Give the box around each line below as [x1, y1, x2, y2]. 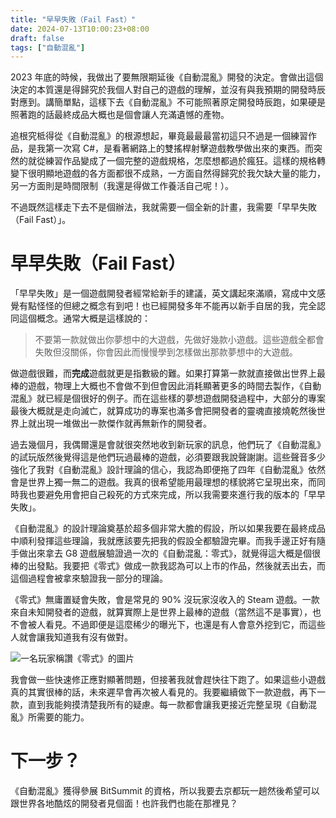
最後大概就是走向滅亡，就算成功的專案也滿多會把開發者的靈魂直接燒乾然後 [10, 405, 317, 417]
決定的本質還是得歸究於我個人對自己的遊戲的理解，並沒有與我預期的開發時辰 [10, 84, 326, 96]
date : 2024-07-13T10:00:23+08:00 [10, 24, 150, 34]
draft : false [10, 33, 65, 43]
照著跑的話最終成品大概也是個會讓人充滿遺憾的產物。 [10, 109, 230, 121]
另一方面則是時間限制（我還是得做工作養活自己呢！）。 [10, 180, 234, 192]
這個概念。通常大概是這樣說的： [18, 312, 151, 325]
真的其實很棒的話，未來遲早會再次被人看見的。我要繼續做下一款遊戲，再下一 [10, 686, 326, 698]
